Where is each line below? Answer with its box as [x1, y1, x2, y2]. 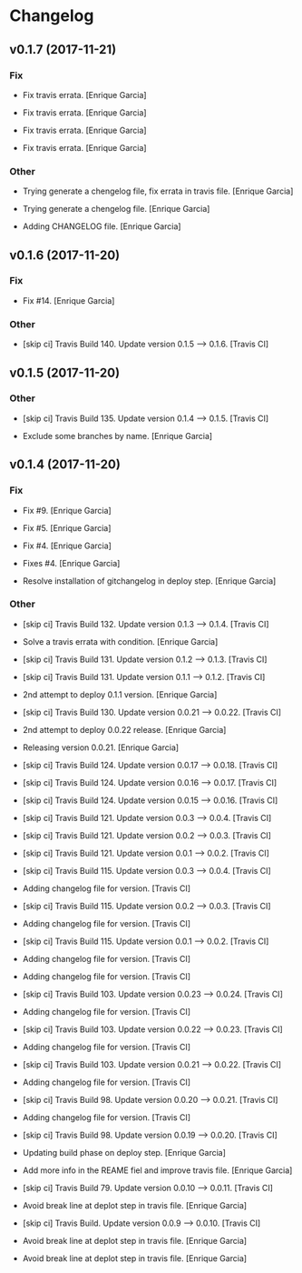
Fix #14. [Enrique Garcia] [22, 295, 115, 306]
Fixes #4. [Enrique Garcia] [22, 557, 121, 568]
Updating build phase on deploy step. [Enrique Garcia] [22, 1147, 227, 1158]
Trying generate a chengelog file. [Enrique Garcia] [22, 204, 210, 215]
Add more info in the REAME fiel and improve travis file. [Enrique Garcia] [22, 1165, 293, 1176]
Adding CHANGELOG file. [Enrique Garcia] [22, 221, 181, 232]
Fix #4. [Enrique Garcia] [22, 540, 112, 551]
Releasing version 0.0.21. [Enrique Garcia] [22, 742, 180, 753]
